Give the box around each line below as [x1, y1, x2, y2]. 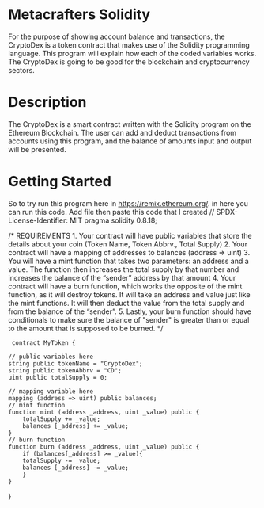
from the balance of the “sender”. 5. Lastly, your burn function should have [8, 307, 251, 316]
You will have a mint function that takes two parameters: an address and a [8, 256, 249, 265]
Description [8, 94, 87, 112]
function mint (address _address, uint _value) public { [8, 408, 200, 416]
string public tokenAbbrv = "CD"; [8, 366, 123, 374]
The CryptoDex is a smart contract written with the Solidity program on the [8, 119, 251, 128]
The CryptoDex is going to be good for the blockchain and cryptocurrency [8, 57, 251, 67]
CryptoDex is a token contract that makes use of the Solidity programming [8, 40, 251, 49]
